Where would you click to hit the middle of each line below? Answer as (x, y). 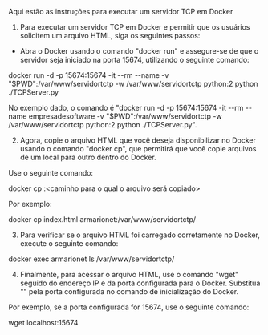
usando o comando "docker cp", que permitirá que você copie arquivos (138, 149)
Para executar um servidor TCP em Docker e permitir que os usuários (135, 27)
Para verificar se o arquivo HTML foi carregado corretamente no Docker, (140, 235)
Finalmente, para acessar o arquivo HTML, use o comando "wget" (129, 274)
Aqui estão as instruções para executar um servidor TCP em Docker (121, 12)
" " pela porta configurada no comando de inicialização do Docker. (129, 291)
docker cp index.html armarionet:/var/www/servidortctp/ (102, 219)
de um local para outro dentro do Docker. (88, 157)
